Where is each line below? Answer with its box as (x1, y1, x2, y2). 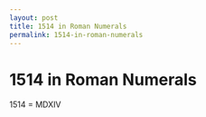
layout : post (9, 13, 59, 23)
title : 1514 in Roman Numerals (9, 22, 127, 31)
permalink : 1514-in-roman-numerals (9, 30, 144, 39)
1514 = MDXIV (9, 99, 61, 110)
